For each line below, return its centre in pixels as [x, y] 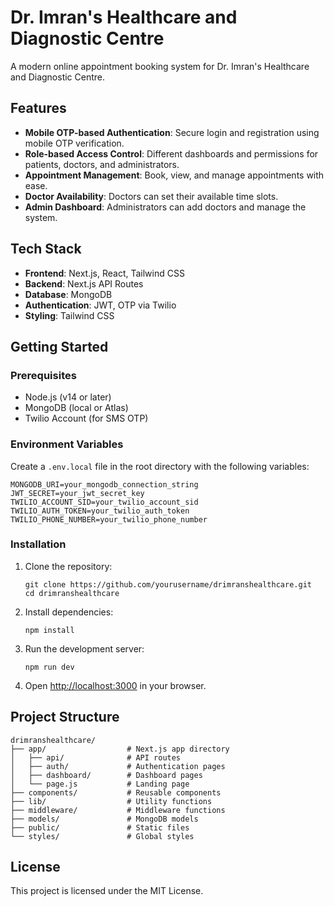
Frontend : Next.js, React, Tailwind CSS [104, 273]
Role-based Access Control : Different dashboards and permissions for [171, 153]
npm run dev [49, 667]
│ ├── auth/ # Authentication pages [118, 766]
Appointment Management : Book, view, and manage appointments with [174, 175]
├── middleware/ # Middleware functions [118, 810]
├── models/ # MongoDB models [104, 819]
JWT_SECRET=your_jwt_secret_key [77, 493]
